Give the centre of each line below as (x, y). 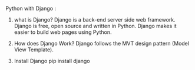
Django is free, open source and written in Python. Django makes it (95, 26)
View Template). (34, 50)
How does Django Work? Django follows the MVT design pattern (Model (102, 43)
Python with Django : (31, 8)
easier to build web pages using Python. (63, 32)
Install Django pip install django (52, 61)
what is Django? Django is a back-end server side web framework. (95, 20)
